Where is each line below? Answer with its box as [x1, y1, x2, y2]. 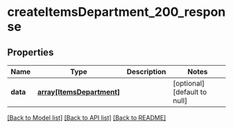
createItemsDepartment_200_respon [7, 4, 226, 20]
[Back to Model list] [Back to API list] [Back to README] [7, 113, 166, 122]
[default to [173, 87, 207, 97]
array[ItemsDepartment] [37, 87, 120, 97]
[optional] [173, 79, 205, 88]
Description [126, 67, 166, 76]
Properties [7, 46, 54, 58]
